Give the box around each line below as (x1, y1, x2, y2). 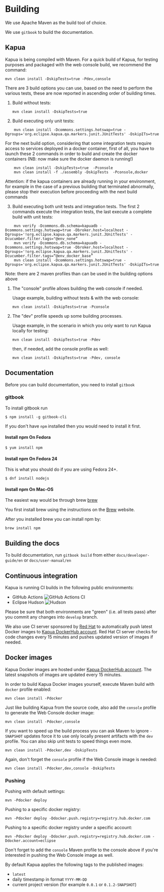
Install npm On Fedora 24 (5, 456, 57, 461)
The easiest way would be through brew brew (5, 497, 98, 503)
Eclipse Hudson (12, 599, 44, 605)
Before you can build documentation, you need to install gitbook (5, 381, 135, 387)
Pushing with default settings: (5, 788, 65, 794)
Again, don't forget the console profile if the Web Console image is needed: (5, 756, 157, 762)
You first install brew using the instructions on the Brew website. (5, 507, 135, 513)
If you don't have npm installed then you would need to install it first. (5, 423, 141, 429)
